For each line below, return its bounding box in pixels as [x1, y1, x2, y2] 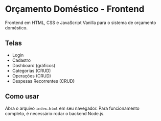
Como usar [5, 92, 40, 101]
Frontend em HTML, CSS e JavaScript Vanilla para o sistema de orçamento [5, 20, 157, 25]
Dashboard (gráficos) [12, 62, 56, 68]
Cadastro [12, 57, 31, 63]
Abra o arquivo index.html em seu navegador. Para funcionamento [5, 105, 139, 111]
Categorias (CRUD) [12, 68, 51, 73]
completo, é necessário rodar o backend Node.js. [5, 110, 105, 116]
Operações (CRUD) [12, 73, 51, 79]
